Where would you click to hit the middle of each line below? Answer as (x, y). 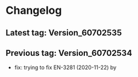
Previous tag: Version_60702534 (69, 53)
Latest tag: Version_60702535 (64, 33)
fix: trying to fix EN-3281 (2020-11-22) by (65, 67)
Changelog (34, 11)
